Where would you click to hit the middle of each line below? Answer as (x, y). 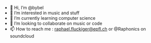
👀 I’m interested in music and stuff (45, 13)
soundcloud (22, 36)
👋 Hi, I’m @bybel (26, 8)
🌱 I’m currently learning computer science (52, 18)
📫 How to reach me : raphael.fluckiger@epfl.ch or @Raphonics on (78, 29)
